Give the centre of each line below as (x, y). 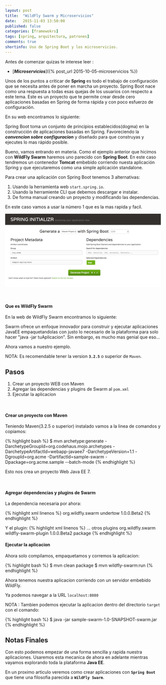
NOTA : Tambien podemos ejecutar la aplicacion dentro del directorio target (83, 604)
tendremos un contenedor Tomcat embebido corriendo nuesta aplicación (80, 162)
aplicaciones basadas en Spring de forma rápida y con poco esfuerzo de (79, 102)
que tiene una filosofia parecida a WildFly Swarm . (55, 678)
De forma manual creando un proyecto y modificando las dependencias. (86, 197)
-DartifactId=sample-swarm (76, 457)
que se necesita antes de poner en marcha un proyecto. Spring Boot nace (80, 86)
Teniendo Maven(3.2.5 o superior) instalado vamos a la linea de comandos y (83, 426)
